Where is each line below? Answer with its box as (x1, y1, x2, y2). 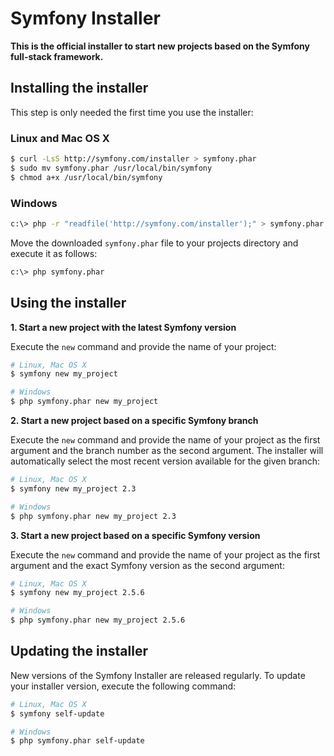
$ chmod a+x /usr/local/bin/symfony (10, 172, 163, 182)
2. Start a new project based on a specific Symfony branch (10, 415, 259, 427)
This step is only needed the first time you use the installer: (10, 106, 254, 118)
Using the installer (10, 295, 127, 312)
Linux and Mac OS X (10, 131, 110, 145)
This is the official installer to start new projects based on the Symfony (10, 40, 311, 52)
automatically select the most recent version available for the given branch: (10, 455, 321, 467)
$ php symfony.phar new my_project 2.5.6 (10, 615, 186, 626)
